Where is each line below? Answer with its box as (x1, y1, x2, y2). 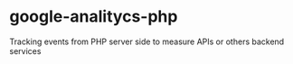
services (9, 45, 42, 56)
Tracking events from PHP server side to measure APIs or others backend (9, 36, 285, 47)
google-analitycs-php (9, 6, 178, 27)
